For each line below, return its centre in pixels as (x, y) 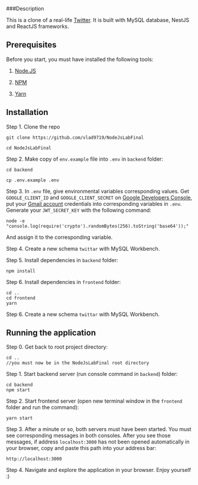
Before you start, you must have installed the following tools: (80, 59)
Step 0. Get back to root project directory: (57, 347)
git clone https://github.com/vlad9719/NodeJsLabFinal (75, 138)
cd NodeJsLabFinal (29, 148)
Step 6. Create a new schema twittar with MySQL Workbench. (83, 314)
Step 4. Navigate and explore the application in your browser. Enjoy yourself (98, 470)
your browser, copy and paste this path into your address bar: (81, 448)
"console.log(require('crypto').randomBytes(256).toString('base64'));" (98, 226)
